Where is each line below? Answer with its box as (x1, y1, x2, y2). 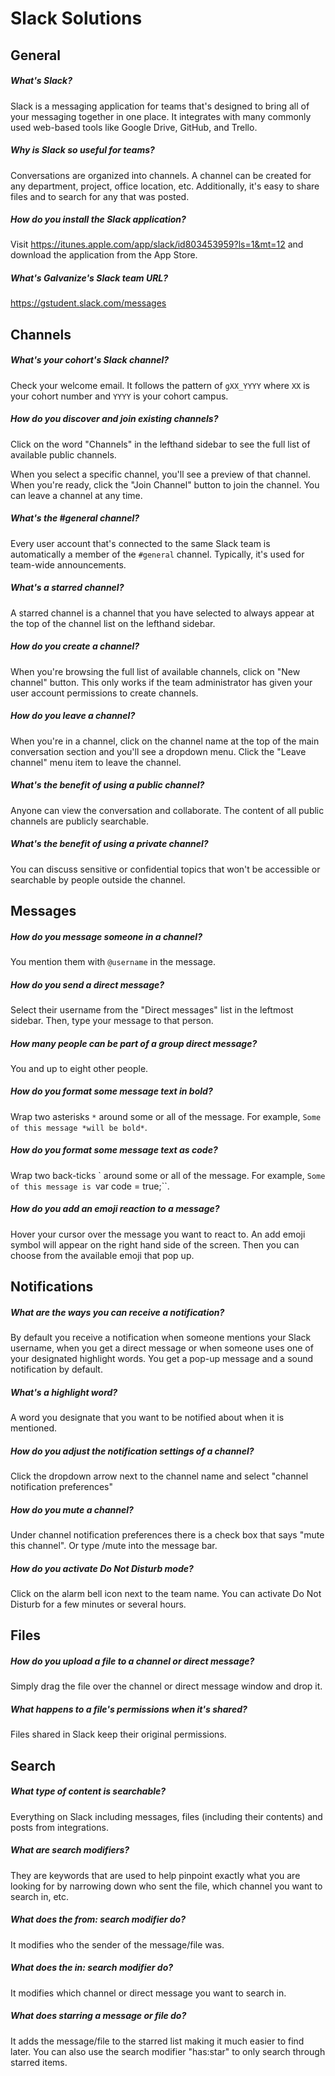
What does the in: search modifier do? (10, 1962, 174, 1974)
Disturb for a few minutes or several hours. (10, 1598, 187, 1611)
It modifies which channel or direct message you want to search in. (10, 1987, 287, 1999)
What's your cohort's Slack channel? (10, 354, 170, 366)
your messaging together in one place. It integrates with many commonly (10, 110, 312, 122)
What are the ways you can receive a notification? (10, 1306, 225, 1318)
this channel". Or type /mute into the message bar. (10, 1540, 218, 1552)
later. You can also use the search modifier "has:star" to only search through (10, 2045, 326, 2057)
